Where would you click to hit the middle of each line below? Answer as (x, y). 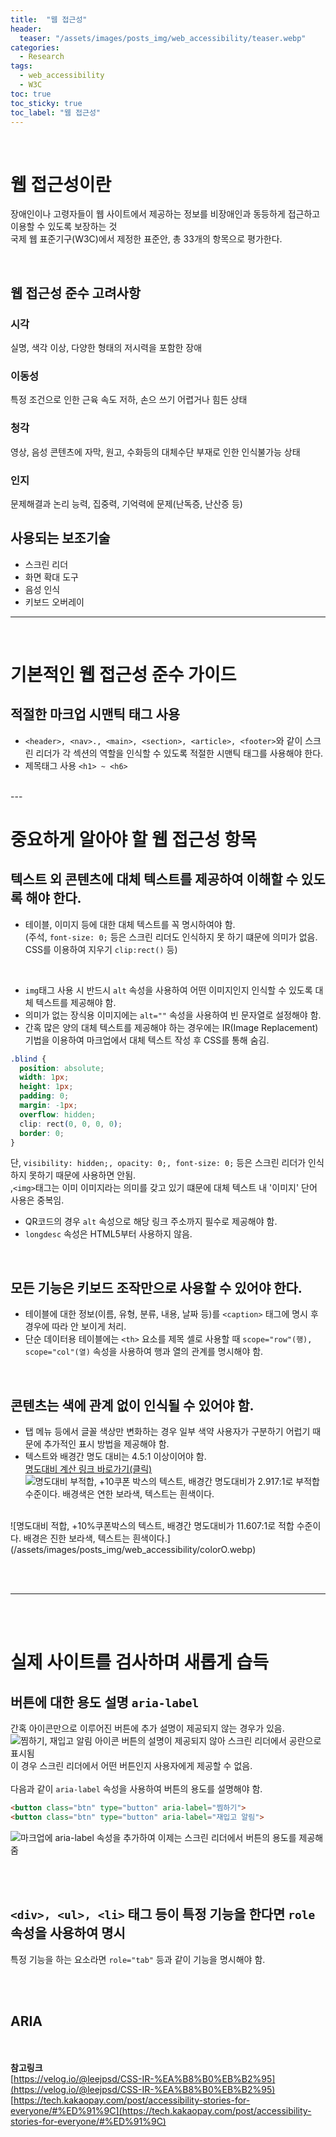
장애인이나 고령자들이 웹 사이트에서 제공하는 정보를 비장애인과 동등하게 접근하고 (165, 214)
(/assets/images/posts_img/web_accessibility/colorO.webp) (133, 1550)
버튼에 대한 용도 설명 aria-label (105, 1702)
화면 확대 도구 (51, 577)
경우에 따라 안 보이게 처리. (75, 1327)
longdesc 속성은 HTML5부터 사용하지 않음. (108, 1234)
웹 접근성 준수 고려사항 (76, 292)
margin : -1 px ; (48, 1106)
